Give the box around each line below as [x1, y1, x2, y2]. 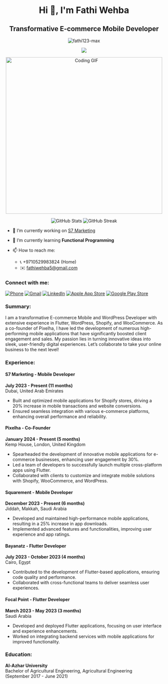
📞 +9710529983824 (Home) [19, 259, 76, 265]
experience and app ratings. [12, 531, 71, 538]
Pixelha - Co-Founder [5, 425, 51, 431]
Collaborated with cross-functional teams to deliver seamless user [12, 580, 149, 586]
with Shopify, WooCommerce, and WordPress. [12, 478, 108, 484]
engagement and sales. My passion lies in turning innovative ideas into [5, 336, 151, 342]
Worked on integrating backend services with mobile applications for [12, 633, 154, 639]
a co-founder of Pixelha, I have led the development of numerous [5, 325, 139, 331]
